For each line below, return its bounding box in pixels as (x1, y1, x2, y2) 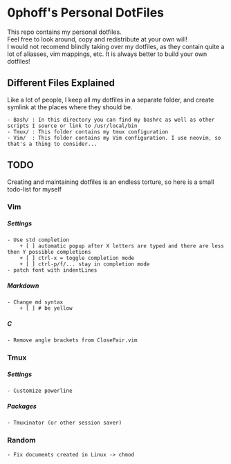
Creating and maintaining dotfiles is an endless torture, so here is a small (7, 178, 214, 186)
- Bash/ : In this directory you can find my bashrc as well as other (7, 116, 215, 123)
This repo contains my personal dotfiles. (7, 28, 122, 36)
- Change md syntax (7, 299, 64, 306)
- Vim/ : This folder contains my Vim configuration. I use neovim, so (7, 134, 221, 141)
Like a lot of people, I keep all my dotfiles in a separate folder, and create (7, 95, 214, 104)
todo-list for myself (7, 185, 62, 193)
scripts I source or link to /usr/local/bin (7, 122, 138, 129)
